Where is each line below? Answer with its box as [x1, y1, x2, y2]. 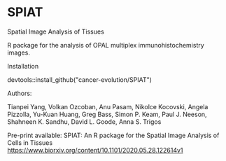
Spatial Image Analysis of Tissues [7, 27, 105, 36]
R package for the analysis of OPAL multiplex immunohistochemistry [7, 41, 204, 49]
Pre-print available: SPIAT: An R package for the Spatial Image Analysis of [7, 131, 220, 139]
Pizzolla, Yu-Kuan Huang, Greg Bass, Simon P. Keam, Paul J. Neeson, [7, 110, 208, 118]
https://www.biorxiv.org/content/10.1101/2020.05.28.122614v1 [7, 146, 183, 154]
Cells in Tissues [7, 138, 53, 147]
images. [7, 48, 30, 57]
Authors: [7, 89, 32, 97]
